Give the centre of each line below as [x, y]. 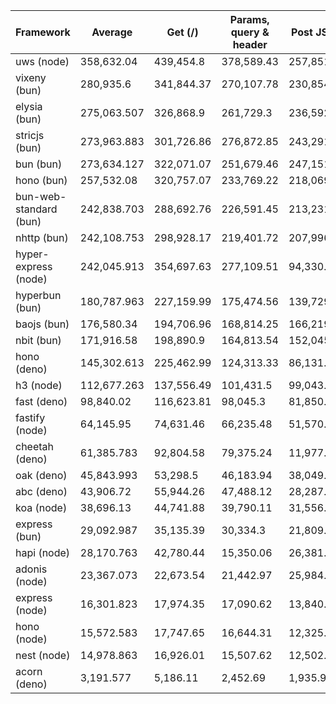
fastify [30, 417]
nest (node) [43, 655]
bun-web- [41, 196]
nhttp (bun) [42, 237]
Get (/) [182, 32]
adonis [31, 569]
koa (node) [41, 507]
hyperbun [38, 295]
